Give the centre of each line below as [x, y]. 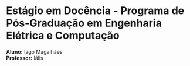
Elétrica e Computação [63, 36]
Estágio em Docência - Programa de [95, 11]
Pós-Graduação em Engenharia [84, 23]
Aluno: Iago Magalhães [34, 51]
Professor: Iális [25, 58]
